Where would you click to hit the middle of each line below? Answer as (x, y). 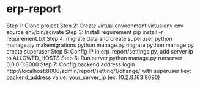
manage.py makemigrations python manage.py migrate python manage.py (100, 45)
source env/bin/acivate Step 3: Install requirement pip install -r (85, 32)
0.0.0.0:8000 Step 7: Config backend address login (71, 64)
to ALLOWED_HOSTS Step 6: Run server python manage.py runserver (94, 58)
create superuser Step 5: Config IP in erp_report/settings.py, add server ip (100, 51)
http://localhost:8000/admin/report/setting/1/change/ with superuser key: (99, 71)
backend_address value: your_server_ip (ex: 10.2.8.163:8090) (83, 77)
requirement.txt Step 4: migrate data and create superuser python (89, 38)
